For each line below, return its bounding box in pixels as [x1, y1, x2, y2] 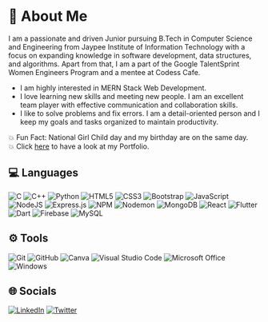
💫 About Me [8, 7, 88, 26]
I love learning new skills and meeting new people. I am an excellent [19, 91, 244, 101]
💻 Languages [8, 166, 78, 180]
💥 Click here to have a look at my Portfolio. [8, 141, 150, 151]
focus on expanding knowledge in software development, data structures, [8, 50, 252, 60]
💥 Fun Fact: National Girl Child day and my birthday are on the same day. [8, 132, 249, 142]
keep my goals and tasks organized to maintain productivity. [19, 117, 218, 126]
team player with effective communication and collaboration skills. [19, 100, 238, 109]
